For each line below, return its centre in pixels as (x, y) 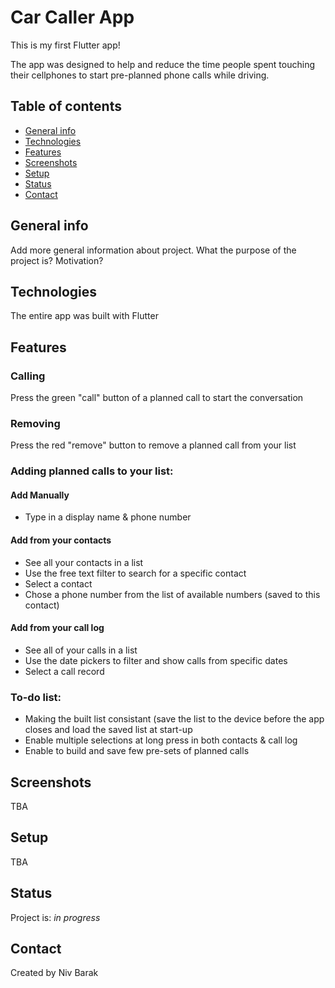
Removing (35, 423)
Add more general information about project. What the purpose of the (153, 250)
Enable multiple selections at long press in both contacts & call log (161, 740)
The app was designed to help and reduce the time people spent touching (162, 64)
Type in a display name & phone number (108, 517)
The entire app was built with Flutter (84, 316)
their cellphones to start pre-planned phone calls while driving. (140, 75)
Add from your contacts (61, 540)
